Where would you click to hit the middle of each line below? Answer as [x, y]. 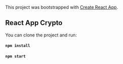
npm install [18, 46]
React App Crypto [34, 23]
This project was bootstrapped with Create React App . [62, 7]
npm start [16, 56]
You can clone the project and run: [41, 35]
